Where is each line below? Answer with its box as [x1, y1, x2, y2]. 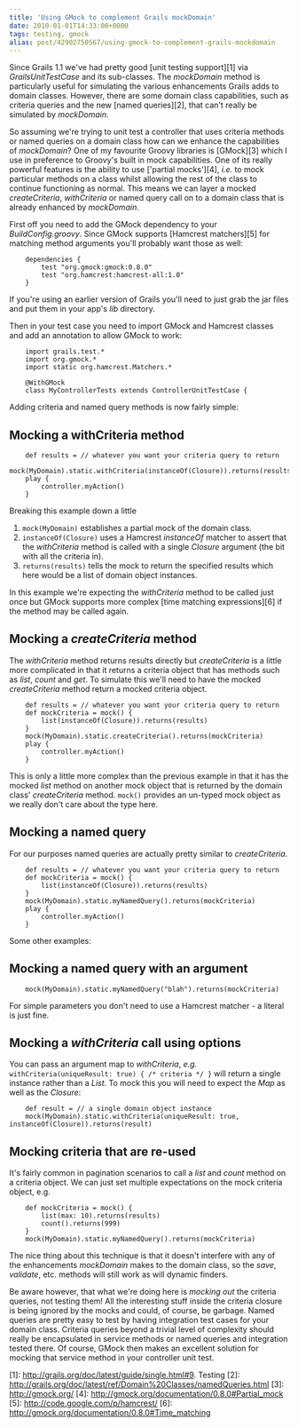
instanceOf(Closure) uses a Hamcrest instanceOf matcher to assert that [21, 532, 286, 543]
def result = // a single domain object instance [25, 1105, 213, 1114]
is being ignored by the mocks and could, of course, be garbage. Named [9, 1305, 275, 1316]
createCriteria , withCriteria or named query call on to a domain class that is [9, 193, 285, 203]
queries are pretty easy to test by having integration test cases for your [9, 1315, 269, 1326]
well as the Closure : [9, 1087, 82, 1098]
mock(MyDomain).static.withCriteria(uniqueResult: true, [25, 1112, 240, 1122]
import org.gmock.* [25, 355, 98, 364]
